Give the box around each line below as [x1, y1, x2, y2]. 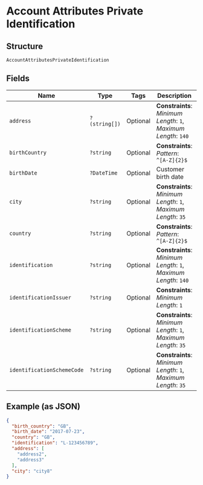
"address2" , [17, 451, 47, 457]
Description [156, 91, 192, 100]
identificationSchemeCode [9, 367, 84, 373]
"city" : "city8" [11, 468, 53, 474]
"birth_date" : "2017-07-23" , [11, 429, 85, 435]
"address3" [17, 457, 45, 463]
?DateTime [89, 169, 118, 176]
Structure [6, 41, 43, 51]
